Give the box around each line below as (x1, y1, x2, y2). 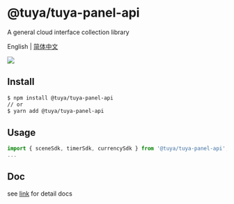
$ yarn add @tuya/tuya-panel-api (7, 107, 104, 114)
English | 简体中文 (7, 42, 58, 50)
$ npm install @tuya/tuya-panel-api (7, 94, 114, 102)
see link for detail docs (7, 189, 73, 198)
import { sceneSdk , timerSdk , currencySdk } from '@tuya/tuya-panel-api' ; (7, 145, 229, 152)
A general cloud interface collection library (7, 28, 130, 36)
